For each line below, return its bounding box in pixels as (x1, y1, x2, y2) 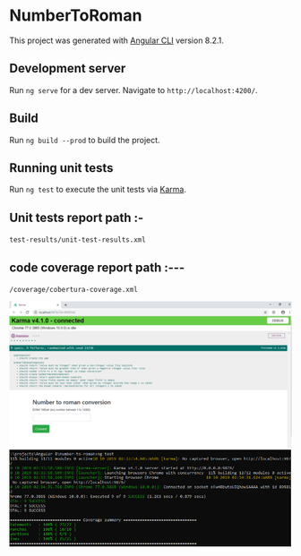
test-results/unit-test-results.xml (9, 235, 146, 244)
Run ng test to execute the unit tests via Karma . (9, 184, 186, 195)
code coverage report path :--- (9, 260, 185, 275)
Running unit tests (9, 160, 114, 175)
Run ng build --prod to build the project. (9, 134, 160, 145)
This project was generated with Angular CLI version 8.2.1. (9, 35, 224, 46)
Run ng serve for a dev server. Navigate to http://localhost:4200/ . (9, 84, 258, 95)
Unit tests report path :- (9, 210, 144, 225)
